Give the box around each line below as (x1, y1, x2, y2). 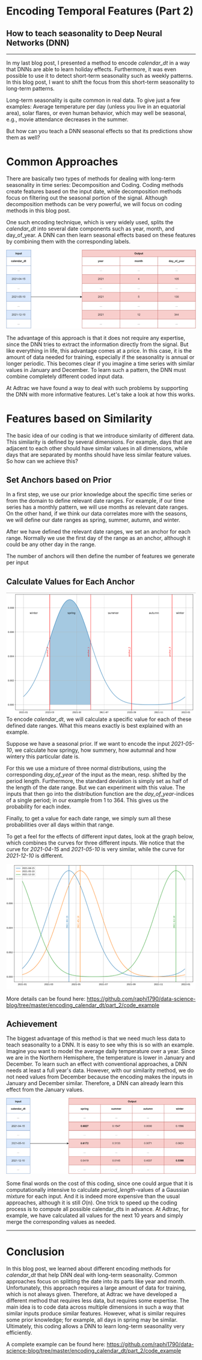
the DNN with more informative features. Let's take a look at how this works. (6, 391, 195, 398)
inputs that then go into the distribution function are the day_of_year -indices (6, 790, 194, 798)
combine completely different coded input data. (6, 373, 124, 380)
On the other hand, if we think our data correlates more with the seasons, (6, 510, 188, 517)
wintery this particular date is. (6, 753, 80, 760)
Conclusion (6, 1245, 65, 1258)
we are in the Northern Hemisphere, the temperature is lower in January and (6, 1054, 195, 1062)
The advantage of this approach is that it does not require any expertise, (6, 334, 185, 341)
